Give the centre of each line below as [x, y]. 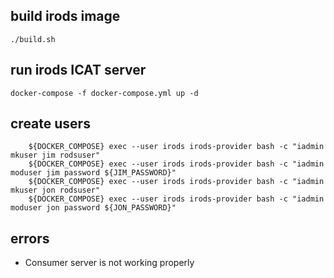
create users [50, 124]
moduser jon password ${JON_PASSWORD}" [93, 208]
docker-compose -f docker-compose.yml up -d [104, 93]
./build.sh [33, 39]
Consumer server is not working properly [109, 263]
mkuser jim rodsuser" [55, 155]
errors [30, 238]
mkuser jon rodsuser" [55, 190]
